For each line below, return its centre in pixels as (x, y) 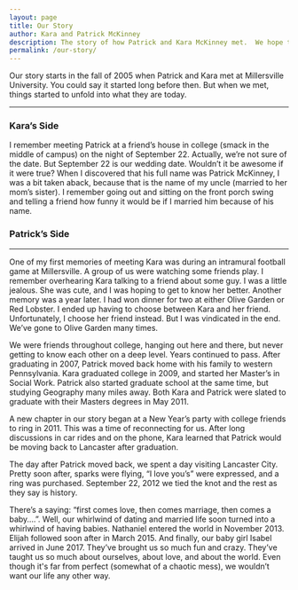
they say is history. (43, 492)
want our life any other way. (60, 575)
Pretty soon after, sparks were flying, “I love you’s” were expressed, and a (144, 473)
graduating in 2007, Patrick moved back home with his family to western (141, 364)
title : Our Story (41, 26)
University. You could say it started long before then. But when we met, (139, 85)
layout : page (33, 17)
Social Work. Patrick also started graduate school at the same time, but (139, 382)
